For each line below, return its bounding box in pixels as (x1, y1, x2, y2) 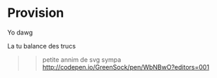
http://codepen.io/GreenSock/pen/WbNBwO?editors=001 (42, 63, 210, 71)
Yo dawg (7, 28, 33, 37)
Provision (7, 5, 64, 21)
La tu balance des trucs (7, 41, 76, 50)
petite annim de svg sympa (42, 55, 122, 64)
